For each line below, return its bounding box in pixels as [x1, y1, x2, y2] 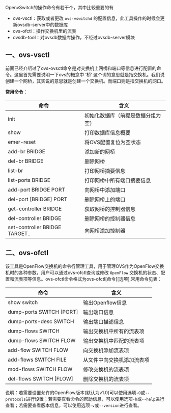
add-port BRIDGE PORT [8, 186, 65, 193]
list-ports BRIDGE [8, 176, 51, 183]
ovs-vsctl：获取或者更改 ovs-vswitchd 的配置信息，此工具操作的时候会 [12, 15, 160, 21]
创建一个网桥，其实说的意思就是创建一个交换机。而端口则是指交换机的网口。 [5, 78, 166, 84]
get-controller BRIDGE [8, 205, 62, 212]
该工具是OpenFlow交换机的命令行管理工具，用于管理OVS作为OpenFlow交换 [5, 263, 164, 269]
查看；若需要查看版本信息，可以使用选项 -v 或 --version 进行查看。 [5, 402, 142, 408]
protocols [5, 397, 26, 402]
